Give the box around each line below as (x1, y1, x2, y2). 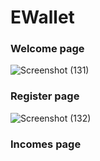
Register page (10, 89, 80, 103)
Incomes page (10, 137, 82, 151)
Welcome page (10, 42, 85, 56)
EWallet (10, 6, 75, 29)
